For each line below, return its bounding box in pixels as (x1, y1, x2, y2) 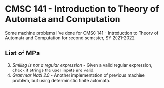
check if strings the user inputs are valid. (12, 67, 94, 73)
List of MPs (5, 49, 40, 57)
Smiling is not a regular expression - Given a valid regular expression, (12, 62, 153, 68)
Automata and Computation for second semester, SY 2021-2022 (5, 35, 135, 41)
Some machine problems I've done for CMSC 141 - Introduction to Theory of (5, 30, 159, 35)
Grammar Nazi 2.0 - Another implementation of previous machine (12, 72, 145, 78)
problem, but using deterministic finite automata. (12, 77, 111, 83)
